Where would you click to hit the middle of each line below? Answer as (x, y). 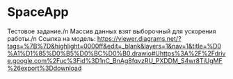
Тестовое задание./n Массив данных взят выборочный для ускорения (112, 31)
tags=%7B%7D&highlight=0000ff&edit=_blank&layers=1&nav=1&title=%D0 (114, 46)
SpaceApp (38, 12)
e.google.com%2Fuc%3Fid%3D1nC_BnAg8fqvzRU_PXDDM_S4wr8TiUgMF (115, 60)
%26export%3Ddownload (45, 68)
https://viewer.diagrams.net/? (139, 38)
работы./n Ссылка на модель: (51, 38)
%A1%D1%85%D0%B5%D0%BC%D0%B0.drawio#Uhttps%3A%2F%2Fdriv (116, 53)
